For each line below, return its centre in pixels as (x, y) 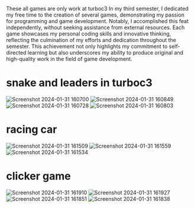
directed (16, 52)
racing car (32, 129)
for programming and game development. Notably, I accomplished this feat (97, 21)
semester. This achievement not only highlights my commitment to (87, 46)
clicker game (38, 176)
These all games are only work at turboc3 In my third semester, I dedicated (97, 9)
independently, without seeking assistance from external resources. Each (95, 27)
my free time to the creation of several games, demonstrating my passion (95, 15)
